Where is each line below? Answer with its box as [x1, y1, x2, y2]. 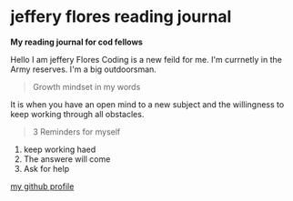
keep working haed [23, 144, 96, 155]
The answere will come [23, 153, 111, 165]
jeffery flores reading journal [10, 6, 232, 27]
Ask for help [23, 163, 70, 174]
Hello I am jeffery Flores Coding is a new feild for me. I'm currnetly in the [10, 54, 283, 65]
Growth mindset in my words [32, 81, 141, 92]
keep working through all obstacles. [10, 108, 145, 119]
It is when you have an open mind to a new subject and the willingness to [10, 98, 285, 110]
